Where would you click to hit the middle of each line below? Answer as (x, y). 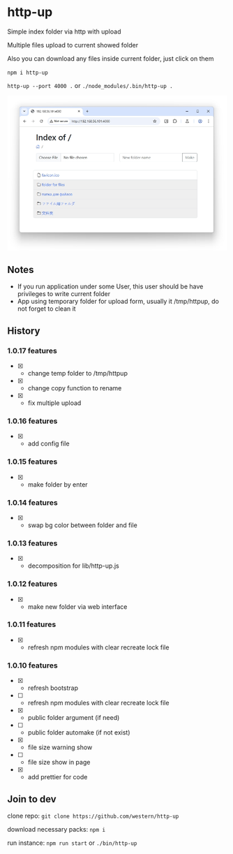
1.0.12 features (32, 584)
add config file (48, 443)
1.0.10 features (32, 665)
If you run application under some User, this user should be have (110, 286)
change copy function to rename (75, 388)
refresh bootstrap (53, 688)
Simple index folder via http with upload (64, 31)
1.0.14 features (32, 502)
